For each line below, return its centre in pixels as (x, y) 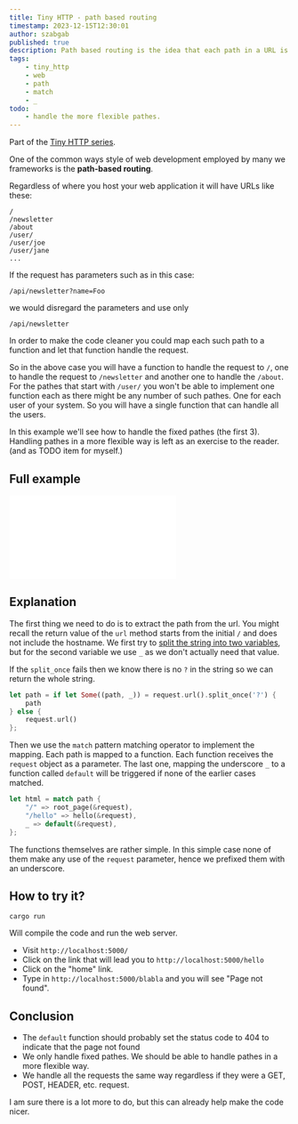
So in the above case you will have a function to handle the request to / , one (149, 368)
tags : (19, 59)
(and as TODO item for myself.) (66, 451)
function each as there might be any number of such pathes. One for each (145, 396)
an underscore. (37, 868)
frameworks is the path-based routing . (81, 169)
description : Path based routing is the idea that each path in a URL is (149, 51)
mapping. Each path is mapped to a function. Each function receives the (141, 755)
